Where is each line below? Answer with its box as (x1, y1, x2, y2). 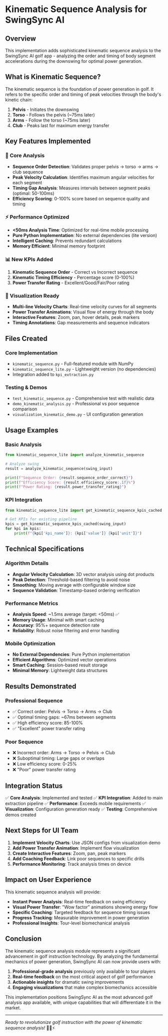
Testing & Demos (5, 384, 47, 391)
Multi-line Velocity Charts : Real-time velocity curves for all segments (12, 304, 156, 310)
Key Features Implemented (5, 137, 91, 146)
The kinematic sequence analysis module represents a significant (5, 948, 140, 954)
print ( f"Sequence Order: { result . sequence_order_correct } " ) (5, 475, 133, 480)
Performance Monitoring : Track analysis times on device (12, 861, 131, 867)
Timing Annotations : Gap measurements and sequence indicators (12, 320, 150, 326)
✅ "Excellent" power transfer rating (12, 725, 85, 731)
